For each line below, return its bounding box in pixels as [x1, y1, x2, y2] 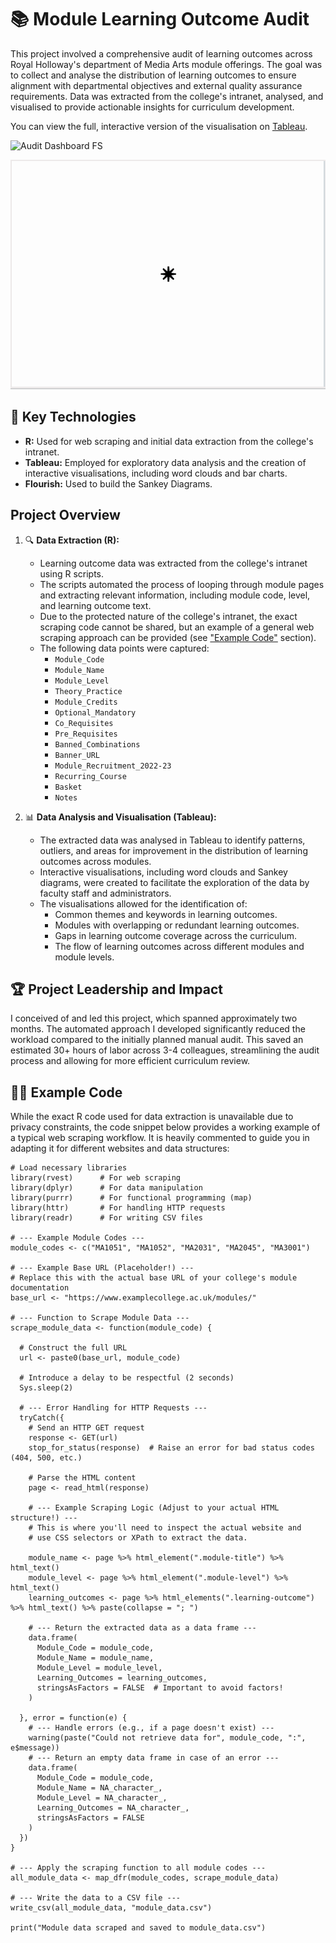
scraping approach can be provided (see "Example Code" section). [39, 631, 317, 643]
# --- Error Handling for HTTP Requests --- [19, 1403, 208, 1413]
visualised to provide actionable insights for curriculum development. [10, 101, 295, 113]
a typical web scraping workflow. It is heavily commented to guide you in [10, 1132, 310, 1144]
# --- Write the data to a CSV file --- [10, 1893, 182, 1903]
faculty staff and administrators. [39, 887, 172, 899]
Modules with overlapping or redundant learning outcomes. [54, 919, 300, 931]
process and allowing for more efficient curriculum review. [10, 1055, 251, 1067]
